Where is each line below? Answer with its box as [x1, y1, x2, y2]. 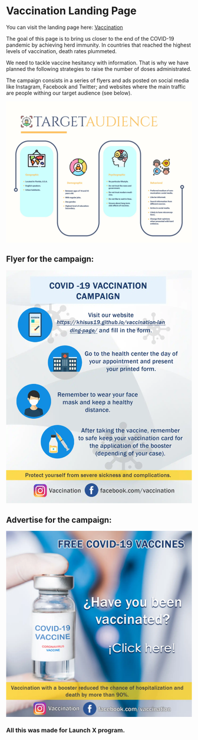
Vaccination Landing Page [6, 4, 137, 18]
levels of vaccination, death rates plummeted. [6, 47, 117, 54]
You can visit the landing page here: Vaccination [6, 24, 123, 31]
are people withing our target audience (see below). [6, 89, 133, 96]
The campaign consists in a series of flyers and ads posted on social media [6, 77, 189, 84]
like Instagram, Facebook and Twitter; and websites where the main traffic [6, 83, 186, 90]
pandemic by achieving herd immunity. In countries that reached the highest [6, 41, 192, 48]
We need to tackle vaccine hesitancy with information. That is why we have [6, 59, 189, 66]
